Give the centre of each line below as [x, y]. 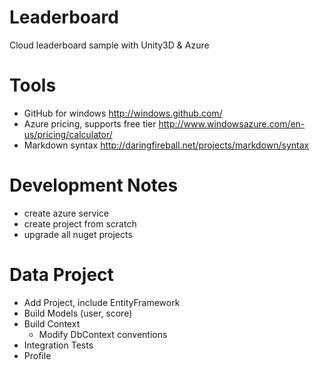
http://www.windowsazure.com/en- [232, 123]
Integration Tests [58, 345]
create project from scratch [80, 223]
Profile [37, 355]
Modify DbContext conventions [103, 334]
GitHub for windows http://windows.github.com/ [123, 113]
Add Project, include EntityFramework [102, 302]
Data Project [61, 275]
